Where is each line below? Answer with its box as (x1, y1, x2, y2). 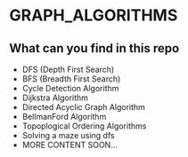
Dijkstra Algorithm (21, 92, 89, 103)
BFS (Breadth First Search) (21, 74, 121, 84)
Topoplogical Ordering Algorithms (21, 121, 147, 131)
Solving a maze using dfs (21, 130, 115, 140)
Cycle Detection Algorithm (21, 83, 119, 93)
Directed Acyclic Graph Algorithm (21, 102, 145, 112)
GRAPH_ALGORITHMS (9, 5, 178, 26)
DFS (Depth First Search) (21, 64, 115, 75)
